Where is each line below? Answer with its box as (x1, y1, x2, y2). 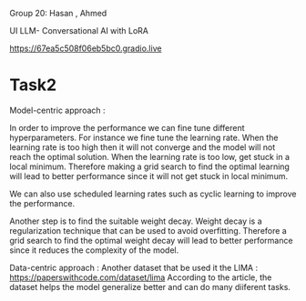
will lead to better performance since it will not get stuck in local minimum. (9, 170, 289, 181)
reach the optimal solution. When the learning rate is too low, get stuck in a (9, 151, 290, 162)
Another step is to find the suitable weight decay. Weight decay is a (9, 216, 262, 226)
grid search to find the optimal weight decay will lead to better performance (9, 235, 293, 246)
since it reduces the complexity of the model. (9, 245, 179, 256)
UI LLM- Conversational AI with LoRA (9, 25, 148, 35)
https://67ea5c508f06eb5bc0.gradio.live (9, 43, 162, 54)
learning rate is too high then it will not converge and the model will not (9, 141, 276, 153)
